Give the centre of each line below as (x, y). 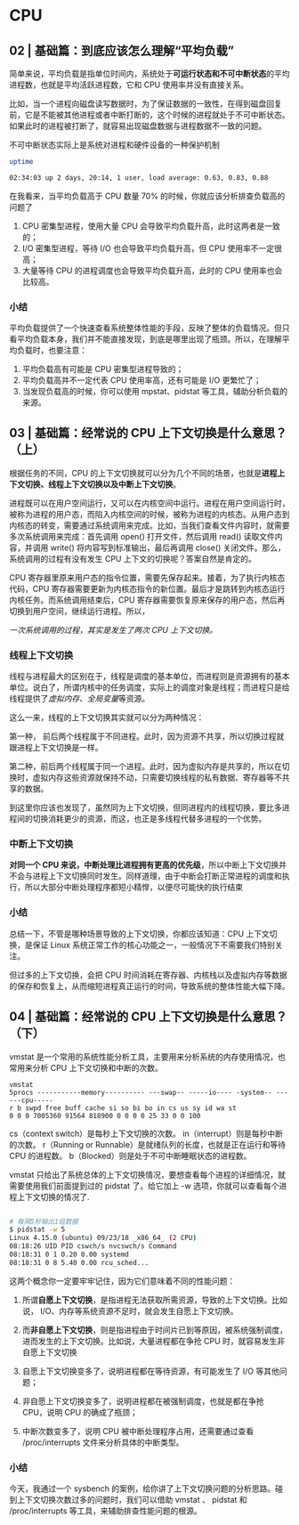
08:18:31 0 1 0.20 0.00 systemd (69, 1255)
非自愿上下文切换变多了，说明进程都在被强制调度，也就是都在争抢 (143, 1401)
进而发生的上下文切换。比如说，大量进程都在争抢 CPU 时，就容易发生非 (154, 1341)
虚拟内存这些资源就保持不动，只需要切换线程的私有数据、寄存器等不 (157, 778)
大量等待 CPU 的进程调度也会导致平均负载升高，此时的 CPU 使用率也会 (152, 270)
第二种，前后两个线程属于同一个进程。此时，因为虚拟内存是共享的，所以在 (145, 767)
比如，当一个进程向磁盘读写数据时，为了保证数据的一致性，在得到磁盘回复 (145, 104)
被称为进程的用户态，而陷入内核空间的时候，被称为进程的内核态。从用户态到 (149, 514)
